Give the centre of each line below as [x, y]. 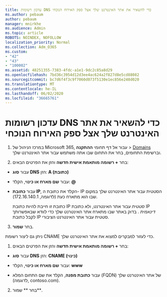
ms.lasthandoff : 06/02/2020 [34, 93]
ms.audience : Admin [25, 28]
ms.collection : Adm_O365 [31, 47]
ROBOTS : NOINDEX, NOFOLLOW [33, 38]
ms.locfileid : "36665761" [32, 98]
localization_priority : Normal [38, 42]
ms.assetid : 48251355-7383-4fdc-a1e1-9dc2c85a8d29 [59, 70]
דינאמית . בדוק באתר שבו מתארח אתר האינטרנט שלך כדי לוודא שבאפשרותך [84, 212]
